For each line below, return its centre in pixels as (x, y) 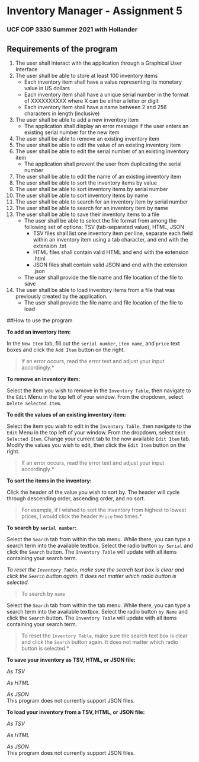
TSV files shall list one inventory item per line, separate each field (113, 233)
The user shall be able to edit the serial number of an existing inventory (102, 151)
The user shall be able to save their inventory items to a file (87, 214)
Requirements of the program (62, 49)
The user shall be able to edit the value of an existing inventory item (98, 145)
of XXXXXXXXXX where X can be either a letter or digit (91, 101)
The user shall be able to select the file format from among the (100, 220)
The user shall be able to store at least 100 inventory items (86, 75)
